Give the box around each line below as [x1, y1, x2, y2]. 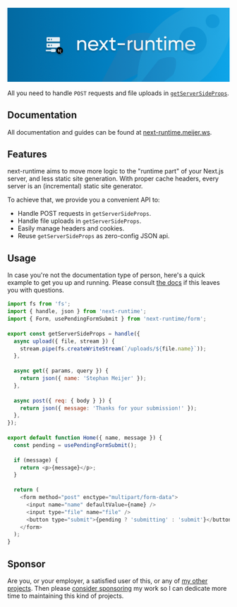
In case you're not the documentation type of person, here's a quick [7, 271, 205, 279]
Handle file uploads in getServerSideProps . [17, 216, 142, 226]
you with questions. [7, 286, 65, 295]
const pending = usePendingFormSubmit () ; [13, 441, 138, 448]
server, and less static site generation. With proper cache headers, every [7, 174, 219, 183]
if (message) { [13, 456, 59, 464]
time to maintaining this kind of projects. [7, 591, 124, 600]
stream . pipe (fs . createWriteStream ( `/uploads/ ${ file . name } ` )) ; [20, 345, 207, 352]
